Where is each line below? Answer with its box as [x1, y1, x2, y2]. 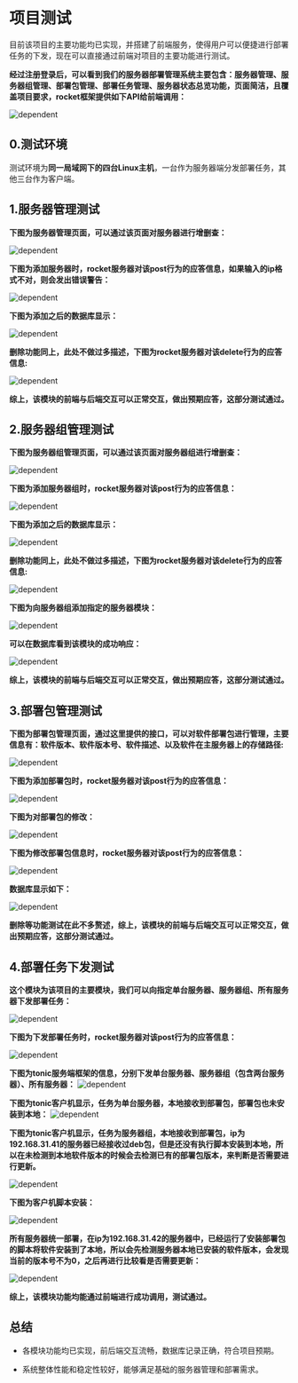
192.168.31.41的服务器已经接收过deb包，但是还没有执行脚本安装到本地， [9, 1139, 277, 1150]
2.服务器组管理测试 [9, 422, 114, 437]
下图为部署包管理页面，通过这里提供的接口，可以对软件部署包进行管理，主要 [9, 729, 289, 739]
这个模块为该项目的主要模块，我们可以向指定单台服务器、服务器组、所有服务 [9, 984, 289, 995]
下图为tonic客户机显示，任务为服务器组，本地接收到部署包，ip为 [9, 1128, 246, 1138]
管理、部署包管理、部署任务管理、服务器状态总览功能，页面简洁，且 [32, 80, 281, 91]
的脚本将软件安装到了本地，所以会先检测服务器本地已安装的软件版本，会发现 [9, 1245, 289, 1254]
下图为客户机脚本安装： [9, 1197, 95, 1207]
